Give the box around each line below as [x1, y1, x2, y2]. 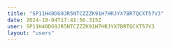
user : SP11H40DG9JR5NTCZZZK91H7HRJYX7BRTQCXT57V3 [7, 23, 155, 30]
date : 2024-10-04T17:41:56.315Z [7, 17, 101, 23]
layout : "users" [7, 29, 55, 37]
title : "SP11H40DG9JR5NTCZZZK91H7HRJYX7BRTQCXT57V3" [7, 10, 164, 17]
